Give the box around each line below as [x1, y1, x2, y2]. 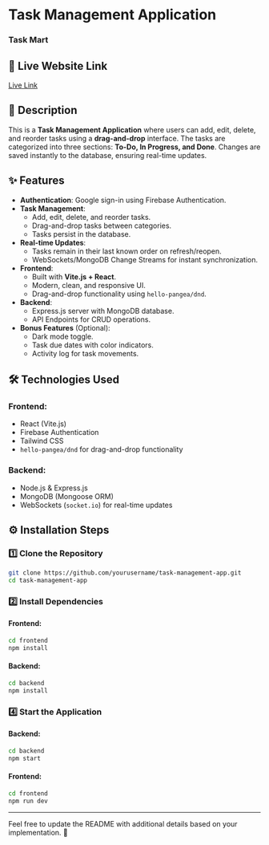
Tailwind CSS [19, 436, 64, 446]
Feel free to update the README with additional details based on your [8, 819, 238, 828]
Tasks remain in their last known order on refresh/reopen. [31, 246, 222, 256]
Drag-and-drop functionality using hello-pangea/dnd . [31, 289, 207, 299]
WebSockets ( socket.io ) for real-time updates [19, 500, 173, 510]
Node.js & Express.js [19, 483, 88, 493]
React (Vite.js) [19, 419, 66, 429]
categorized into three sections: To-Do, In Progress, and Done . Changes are [8, 142, 261, 152]
